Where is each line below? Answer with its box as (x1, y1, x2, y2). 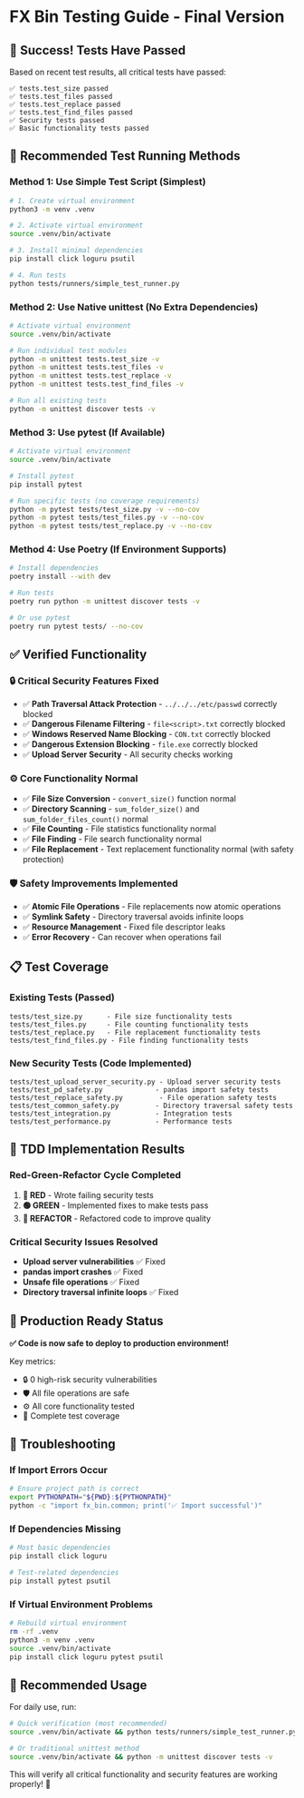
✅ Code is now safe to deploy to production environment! (9, 1337, 229, 1349)
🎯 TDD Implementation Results (9, 1142, 185, 1157)
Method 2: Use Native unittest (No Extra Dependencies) (9, 300, 259, 313)
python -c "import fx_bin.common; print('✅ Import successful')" (9, 1501, 262, 1510)
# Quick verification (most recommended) (9, 1719, 168, 1728)
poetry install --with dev (9, 572, 111, 582)
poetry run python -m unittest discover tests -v (9, 597, 201, 606)
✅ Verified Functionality (9, 647, 147, 663)
